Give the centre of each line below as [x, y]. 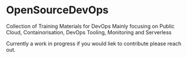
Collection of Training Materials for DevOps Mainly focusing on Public [90, 26]
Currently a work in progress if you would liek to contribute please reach [94, 43]
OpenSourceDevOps [57, 10]
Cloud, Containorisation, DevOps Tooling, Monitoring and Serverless [89, 32]
